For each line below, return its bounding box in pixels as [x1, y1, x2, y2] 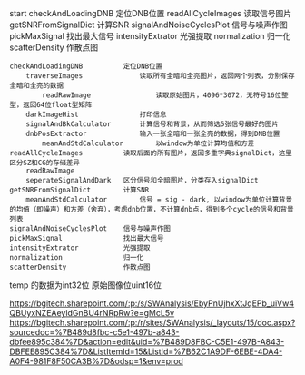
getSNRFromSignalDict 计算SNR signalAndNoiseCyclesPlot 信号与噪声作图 [9, 19, 288, 30]
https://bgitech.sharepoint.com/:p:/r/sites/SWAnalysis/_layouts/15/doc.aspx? [9, 317, 296, 328]
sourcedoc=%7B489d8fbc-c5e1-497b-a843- [9, 327, 180, 338]
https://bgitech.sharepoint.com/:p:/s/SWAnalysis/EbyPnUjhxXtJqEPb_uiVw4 [9, 298, 295, 309]
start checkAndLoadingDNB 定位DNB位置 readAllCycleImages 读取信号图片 [9, 8, 292, 18]
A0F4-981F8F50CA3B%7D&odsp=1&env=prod [9, 356, 184, 366]
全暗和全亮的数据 [9, 81, 64, 90]
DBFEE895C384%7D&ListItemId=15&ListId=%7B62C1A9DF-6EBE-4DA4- [9, 346, 283, 357]
